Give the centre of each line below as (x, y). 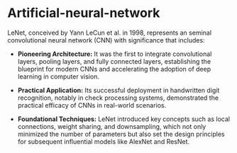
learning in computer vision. (58, 76)
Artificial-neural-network (84, 13)
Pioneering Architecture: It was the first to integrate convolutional (115, 54)
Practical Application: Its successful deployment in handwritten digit (118, 90)
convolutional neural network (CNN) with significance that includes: (106, 40)
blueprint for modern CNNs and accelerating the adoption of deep (114, 69)
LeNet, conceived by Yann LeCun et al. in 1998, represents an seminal (109, 33)
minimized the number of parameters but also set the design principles (121, 134)
